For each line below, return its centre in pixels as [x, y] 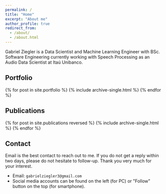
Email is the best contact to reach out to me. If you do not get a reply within [82, 156]
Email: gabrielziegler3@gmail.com [47, 176]
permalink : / [19, 10]
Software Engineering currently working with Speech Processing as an [78, 57]
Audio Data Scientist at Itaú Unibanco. [44, 62]
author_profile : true [28, 24]
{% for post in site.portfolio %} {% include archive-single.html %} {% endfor [83, 90]
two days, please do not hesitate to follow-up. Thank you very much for [78, 161]
